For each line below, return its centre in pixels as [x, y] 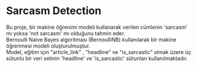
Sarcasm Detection [54, 11]
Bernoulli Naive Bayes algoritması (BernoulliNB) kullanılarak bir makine [91, 39]
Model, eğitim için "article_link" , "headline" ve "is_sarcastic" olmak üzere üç [99, 52]
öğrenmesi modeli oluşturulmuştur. [48, 46]
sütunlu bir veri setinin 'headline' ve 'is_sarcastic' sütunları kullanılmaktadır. [97, 58]
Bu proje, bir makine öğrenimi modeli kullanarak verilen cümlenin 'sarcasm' [97, 27]
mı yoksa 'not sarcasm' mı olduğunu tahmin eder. [66, 33]
